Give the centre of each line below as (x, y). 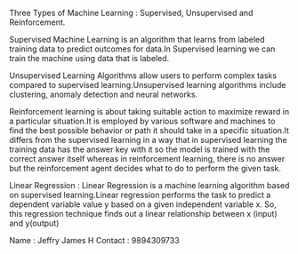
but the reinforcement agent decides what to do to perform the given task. (145, 168)
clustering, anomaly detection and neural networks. (104, 94)
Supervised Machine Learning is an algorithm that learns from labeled (137, 40)
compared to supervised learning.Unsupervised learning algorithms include (148, 85)
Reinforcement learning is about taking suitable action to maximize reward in (149, 111)
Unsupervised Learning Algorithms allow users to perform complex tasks (143, 75)
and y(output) (34, 223)
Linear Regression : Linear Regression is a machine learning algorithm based (149, 185)
